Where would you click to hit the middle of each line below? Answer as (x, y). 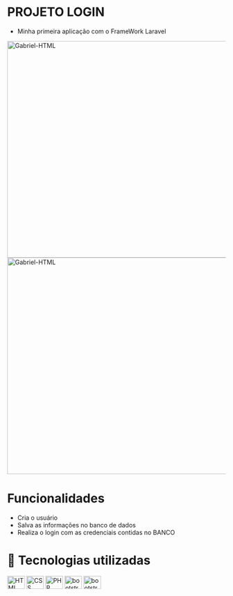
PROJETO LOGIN (56, 12)
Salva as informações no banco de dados (77, 525)
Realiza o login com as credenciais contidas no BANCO (96, 532)
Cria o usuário (37, 518)
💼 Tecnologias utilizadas (79, 560)
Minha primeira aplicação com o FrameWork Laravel (92, 31)
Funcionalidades (56, 499)
